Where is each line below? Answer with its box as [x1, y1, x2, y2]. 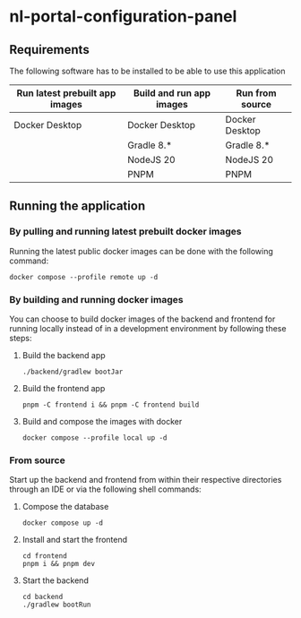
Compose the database [21, 502, 109, 512]
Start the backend [21, 575, 90, 586]
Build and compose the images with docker [21, 416, 183, 426]
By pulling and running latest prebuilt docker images [9, 226, 242, 238]
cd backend [21, 593, 64, 602]
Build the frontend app [21, 382, 106, 393]
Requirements [9, 42, 90, 57]
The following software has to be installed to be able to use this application [9, 65, 286, 76]
